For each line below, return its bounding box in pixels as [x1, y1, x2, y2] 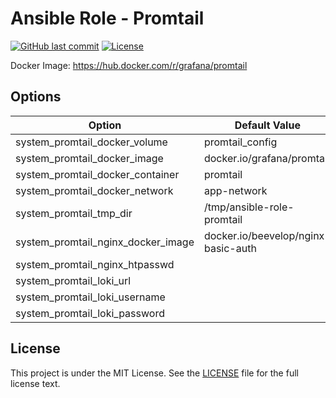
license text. [10, 377, 61, 389]
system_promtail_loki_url [15, 273, 132, 287]
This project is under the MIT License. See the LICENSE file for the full [10, 367, 299, 379]
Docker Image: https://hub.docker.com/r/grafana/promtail [10, 59, 248, 71]
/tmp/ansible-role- [203, 200, 295, 214]
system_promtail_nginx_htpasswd [15, 257, 175, 271]
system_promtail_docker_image [15, 151, 164, 165]
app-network [203, 183, 268, 197]
